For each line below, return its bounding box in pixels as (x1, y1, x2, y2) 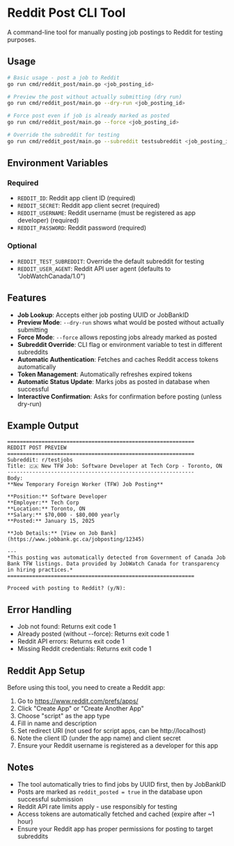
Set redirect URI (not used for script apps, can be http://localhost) (17, 726, 207, 734)
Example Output (7, 420, 79, 431)
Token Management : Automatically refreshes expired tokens (17, 370, 193, 378)
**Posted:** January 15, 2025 (7, 518, 95, 525)
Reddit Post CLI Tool (7, 5, 126, 21)
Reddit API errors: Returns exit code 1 (17, 637, 125, 646)
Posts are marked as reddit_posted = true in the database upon (17, 787, 203, 796)
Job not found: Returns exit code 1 (17, 623, 116, 631)
